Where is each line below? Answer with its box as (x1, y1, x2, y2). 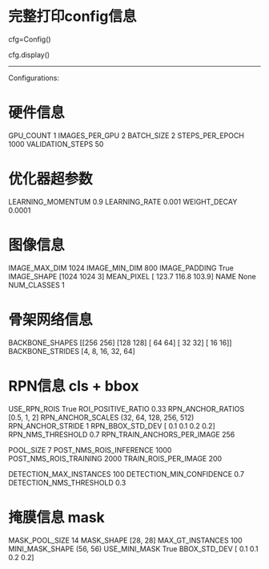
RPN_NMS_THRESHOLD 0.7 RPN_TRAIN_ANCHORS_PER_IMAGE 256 (8, 429, 235, 439)
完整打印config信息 (8, 7, 137, 26)
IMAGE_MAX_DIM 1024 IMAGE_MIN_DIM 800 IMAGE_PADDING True (8, 262, 234, 273)
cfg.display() (8, 50, 50, 59)
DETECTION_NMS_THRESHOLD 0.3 (8, 478, 126, 487)
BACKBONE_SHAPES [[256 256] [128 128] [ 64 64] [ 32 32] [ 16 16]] (8, 338, 232, 347)
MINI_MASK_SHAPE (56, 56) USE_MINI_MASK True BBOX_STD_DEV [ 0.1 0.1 (8, 543, 259, 554)
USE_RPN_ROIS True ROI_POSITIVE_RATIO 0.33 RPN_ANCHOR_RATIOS (8, 404, 245, 413)
